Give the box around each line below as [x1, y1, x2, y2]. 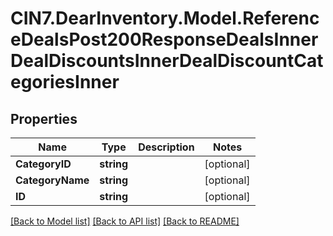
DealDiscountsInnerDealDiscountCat [10, 50, 324, 72]
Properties [10, 110, 78, 127]
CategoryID [15, 157, 72, 171]
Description [138, 140, 195, 154]
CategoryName [15, 173, 90, 187]
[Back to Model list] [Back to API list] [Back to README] [10, 215, 240, 227]
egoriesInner [10, 71, 120, 94]
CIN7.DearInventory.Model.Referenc [10, 7, 320, 30]
